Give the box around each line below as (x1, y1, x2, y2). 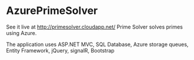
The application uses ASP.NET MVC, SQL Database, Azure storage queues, (6, 41, 189, 48)
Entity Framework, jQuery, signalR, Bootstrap (6, 47, 115, 54)
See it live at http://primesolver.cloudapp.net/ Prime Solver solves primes (6, 23, 183, 30)
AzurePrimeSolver (6, 4, 98, 17)
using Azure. (6, 29, 37, 36)
